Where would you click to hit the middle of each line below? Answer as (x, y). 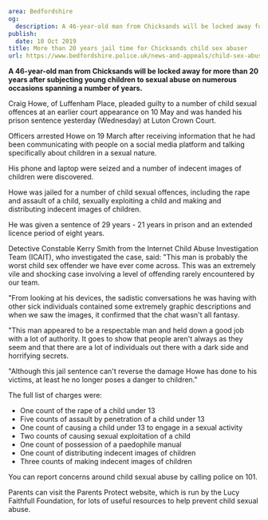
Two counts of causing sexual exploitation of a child (105, 436)
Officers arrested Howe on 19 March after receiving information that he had (132, 136)
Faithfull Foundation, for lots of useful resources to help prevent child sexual (133, 501)
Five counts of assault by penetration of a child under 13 (112, 420)
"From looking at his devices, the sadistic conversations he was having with (132, 298)
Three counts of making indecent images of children (106, 462)
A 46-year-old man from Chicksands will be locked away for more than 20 (134, 71)
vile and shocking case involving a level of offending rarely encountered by (132, 274)
